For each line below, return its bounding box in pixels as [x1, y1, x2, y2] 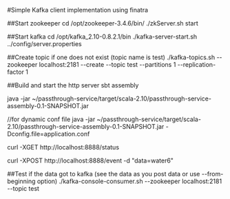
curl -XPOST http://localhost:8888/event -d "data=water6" [7, 156, 174, 165]
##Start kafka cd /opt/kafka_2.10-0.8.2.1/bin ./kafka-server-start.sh [7, 32, 198, 41]
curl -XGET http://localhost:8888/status [7, 143, 119, 151]
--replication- [177, 61, 216, 68]
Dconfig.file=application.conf [7, 130, 90, 138]
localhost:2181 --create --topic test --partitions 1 [39, 61, 176, 68]
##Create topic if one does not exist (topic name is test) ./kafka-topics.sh [7, 53, 216, 61]
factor [7, 68, 24, 76]
